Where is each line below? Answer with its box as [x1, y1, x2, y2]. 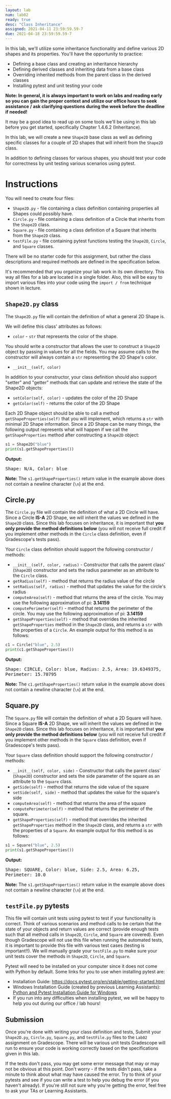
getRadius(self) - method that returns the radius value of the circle [12, 578, 155, 584]
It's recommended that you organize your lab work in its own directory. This [5, 268, 164, 275]
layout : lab [5, 7, 31, 13]
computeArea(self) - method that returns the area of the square [12, 800, 146, 806]
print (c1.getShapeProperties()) [5, 647, 74, 652]
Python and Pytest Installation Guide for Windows [12, 989, 117, 996]
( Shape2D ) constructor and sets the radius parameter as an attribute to [12, 567, 159, 573]
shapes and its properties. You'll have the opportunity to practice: [5, 51, 143, 57]
